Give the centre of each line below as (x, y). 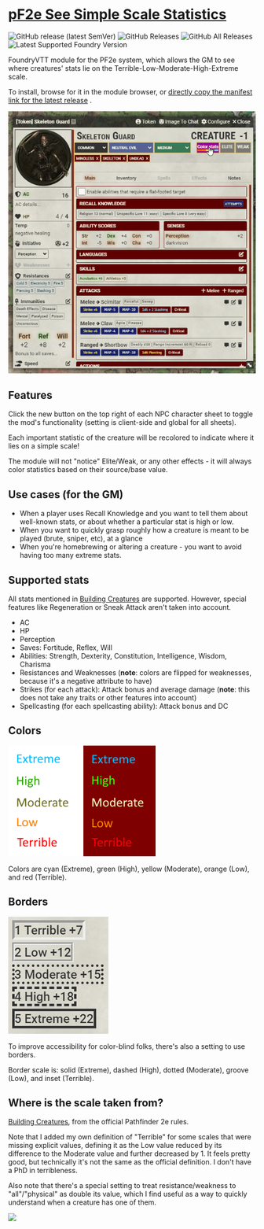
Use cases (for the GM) (66, 495)
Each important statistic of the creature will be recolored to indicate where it (131, 437)
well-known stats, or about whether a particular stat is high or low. (126, 522)
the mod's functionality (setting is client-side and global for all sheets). (123, 423)
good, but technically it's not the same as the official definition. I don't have (130, 1162)
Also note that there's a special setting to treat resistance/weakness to (122, 1186)
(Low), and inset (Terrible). (51, 1078)
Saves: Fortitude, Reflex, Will (66, 648)
